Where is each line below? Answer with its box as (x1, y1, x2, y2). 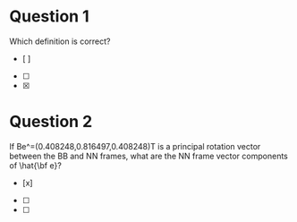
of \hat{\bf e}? (9, 159, 63, 171)
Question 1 (9, 6, 89, 27)
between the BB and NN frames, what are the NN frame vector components (9, 150, 288, 161)
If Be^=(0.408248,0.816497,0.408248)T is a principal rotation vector (9, 141, 261, 151)
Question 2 (9, 112, 93, 132)
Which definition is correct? (9, 36, 111, 47)
